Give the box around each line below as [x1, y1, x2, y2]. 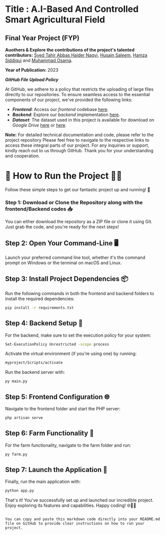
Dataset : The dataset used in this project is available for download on [12, 117, 155, 122]
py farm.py [5, 452, 28, 457]
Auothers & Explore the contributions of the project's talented [5, 47, 135, 53]
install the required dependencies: [5, 296, 75, 301]
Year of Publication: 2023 [5, 67, 58, 73]
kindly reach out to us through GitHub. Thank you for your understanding [5, 148, 154, 153]
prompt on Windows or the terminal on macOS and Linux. [5, 260, 122, 266]
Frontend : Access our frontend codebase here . [12, 107, 109, 112]
